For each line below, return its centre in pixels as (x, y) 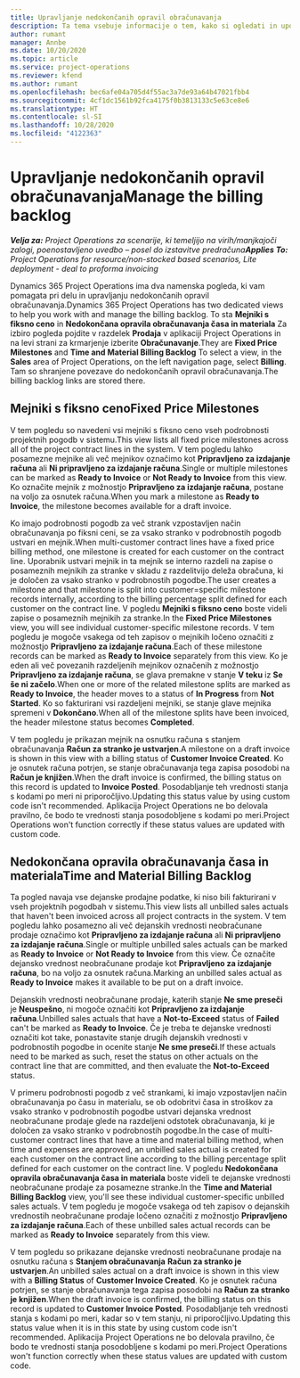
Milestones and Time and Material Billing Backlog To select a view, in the (146, 352)
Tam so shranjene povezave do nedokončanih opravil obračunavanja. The (144, 371)
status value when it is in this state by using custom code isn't (124, 1328)
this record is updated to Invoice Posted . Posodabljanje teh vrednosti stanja (149, 786)
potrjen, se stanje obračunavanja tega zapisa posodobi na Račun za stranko (150, 1290)
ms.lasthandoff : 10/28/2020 (62, 126)
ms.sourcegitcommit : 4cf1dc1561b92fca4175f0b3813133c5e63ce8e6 (130, 100)
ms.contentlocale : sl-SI (56, 117)
